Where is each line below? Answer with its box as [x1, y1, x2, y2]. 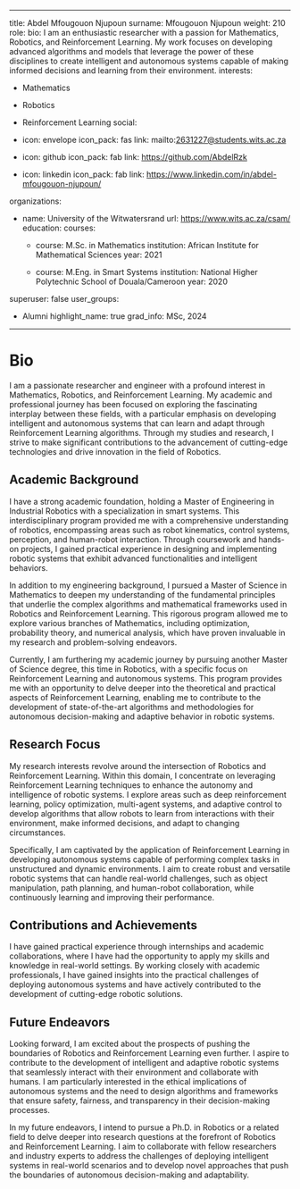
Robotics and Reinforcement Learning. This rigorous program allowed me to [9, 608, 288, 619]
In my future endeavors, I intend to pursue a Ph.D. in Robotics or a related [9, 1122, 279, 1133]
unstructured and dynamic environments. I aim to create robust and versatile [9, 863, 291, 874]
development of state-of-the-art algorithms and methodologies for [9, 701, 254, 712]
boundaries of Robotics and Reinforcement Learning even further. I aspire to [9, 1048, 290, 1059]
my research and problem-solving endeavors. [9, 636, 178, 648]
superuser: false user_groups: [9, 294, 120, 304]
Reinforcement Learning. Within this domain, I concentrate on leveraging [9, 770, 276, 781]
